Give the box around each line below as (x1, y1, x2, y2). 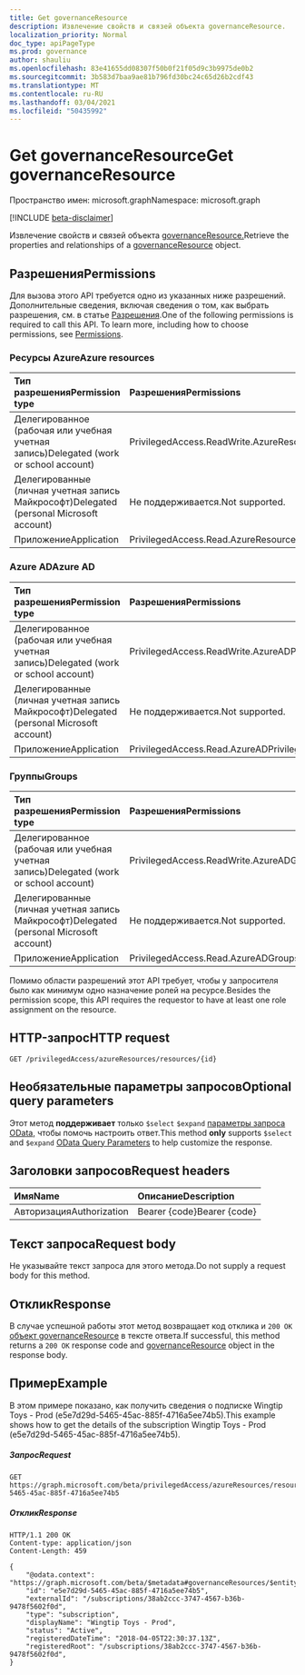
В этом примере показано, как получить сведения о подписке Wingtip (9, 1400, 283, 1411)
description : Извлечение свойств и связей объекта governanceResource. (9, 22, 286, 31)
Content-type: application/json (9, 1538, 132, 1548)
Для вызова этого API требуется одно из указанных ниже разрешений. (9, 290, 286, 301)
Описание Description (137, 1190, 235, 1202)
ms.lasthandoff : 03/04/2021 (9, 97, 116, 107)
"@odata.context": (25, 1570, 95, 1580)
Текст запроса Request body (9, 1236, 177, 1251)
